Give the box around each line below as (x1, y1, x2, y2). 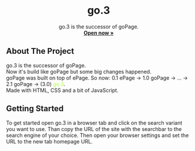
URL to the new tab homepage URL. (6, 138, 93, 145)
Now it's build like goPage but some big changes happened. (6, 68, 152, 75)
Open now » (83, 29, 114, 36)
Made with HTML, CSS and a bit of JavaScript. (6, 87, 119, 94)
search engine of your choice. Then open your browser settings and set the (6, 132, 189, 139)
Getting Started (6, 104, 64, 114)
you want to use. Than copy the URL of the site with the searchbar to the (6, 125, 182, 132)
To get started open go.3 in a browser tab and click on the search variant (6, 119, 183, 126)
